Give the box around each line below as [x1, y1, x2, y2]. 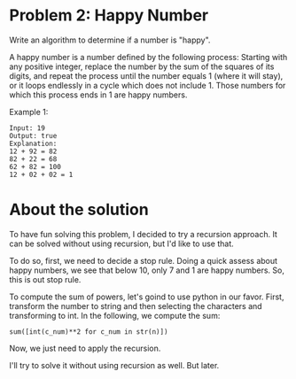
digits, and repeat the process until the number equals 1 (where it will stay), [9, 70, 284, 81]
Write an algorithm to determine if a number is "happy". [9, 35, 211, 45]
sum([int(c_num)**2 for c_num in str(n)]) [9, 327, 168, 336]
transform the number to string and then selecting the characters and [9, 300, 263, 311]
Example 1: [9, 106, 49, 117]
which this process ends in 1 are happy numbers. [9, 89, 188, 100]
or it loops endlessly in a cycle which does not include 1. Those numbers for [9, 80, 286, 90]
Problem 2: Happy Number [9, 5, 209, 26]
